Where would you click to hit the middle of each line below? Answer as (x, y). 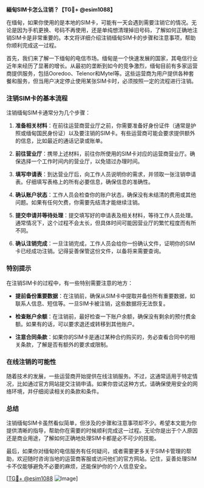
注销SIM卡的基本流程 (37, 98)
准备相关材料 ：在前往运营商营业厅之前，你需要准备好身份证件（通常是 (103, 126)
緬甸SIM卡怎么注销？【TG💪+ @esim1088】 (61, 9)
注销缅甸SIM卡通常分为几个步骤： (49, 113)
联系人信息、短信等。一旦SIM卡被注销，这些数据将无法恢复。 (92, 303)
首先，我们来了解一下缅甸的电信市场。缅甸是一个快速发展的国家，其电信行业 (102, 58)
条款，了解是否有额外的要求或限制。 (66, 344)
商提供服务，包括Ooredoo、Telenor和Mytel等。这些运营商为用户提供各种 (98, 73)
